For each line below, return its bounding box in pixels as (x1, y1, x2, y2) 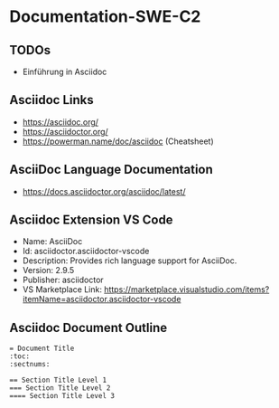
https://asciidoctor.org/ (22, 126, 108, 137)
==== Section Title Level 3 (9, 392, 116, 401)
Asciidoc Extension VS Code (9, 213, 173, 228)
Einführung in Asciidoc (22, 66, 107, 77)
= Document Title (9, 344, 75, 354)
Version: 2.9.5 (22, 265, 75, 276)
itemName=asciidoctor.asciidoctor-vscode (22, 294, 181, 305)
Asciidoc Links (9, 92, 94, 108)
